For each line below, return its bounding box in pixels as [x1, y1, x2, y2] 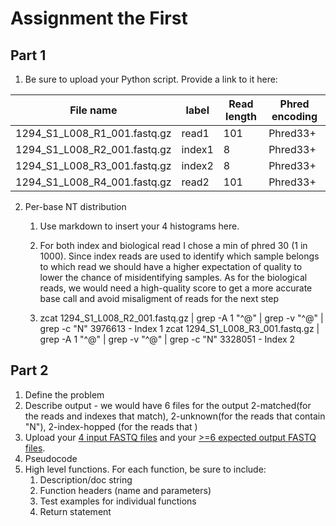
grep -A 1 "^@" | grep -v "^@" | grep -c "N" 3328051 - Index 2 [39, 333, 296, 345]
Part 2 [10, 362, 49, 379]
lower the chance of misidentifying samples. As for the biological [39, 272, 308, 283]
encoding [271, 110, 318, 123]
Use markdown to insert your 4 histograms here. [39, 220, 240, 232]
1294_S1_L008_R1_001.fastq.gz [15, 127, 172, 140]
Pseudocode [24, 452, 78, 464]
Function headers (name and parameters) [39, 484, 212, 496]
